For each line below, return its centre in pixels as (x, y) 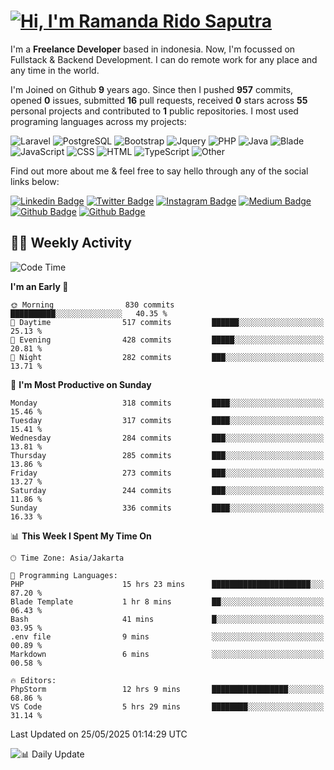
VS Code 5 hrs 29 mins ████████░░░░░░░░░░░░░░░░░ (167, 706)
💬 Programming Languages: (64, 575)
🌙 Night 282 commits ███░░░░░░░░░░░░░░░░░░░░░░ (167, 357)
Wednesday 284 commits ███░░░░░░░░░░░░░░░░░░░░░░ (167, 438)
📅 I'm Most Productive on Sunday (81, 384)
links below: (35, 181)
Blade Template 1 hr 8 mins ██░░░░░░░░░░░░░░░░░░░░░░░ (167, 601)
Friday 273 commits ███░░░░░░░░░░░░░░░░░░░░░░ (167, 473)
